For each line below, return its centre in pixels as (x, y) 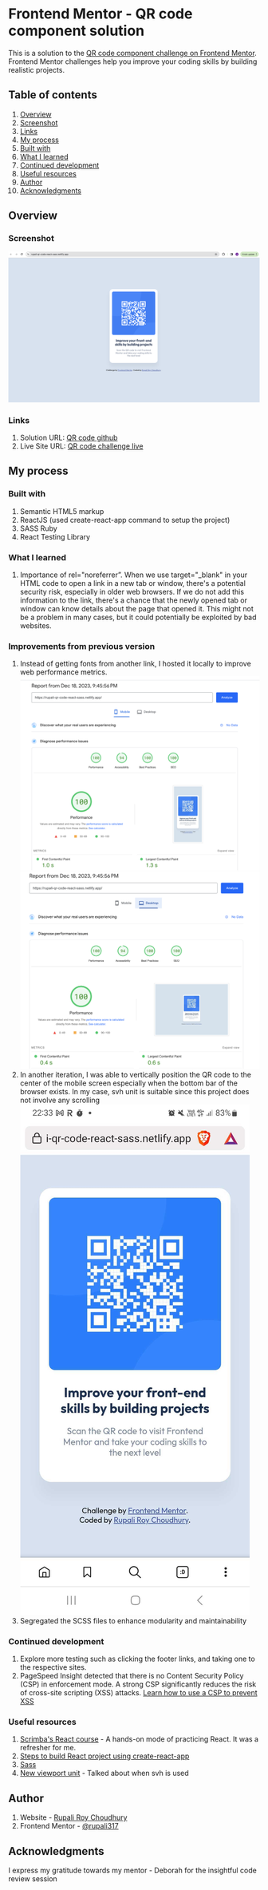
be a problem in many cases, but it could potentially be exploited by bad (138, 617)
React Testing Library (55, 536)
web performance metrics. (63, 672)
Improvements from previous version (82, 646)
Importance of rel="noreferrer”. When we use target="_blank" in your (134, 575)
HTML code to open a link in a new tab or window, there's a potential (132, 583)
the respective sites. (53, 1667)
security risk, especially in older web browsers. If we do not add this (132, 591)
